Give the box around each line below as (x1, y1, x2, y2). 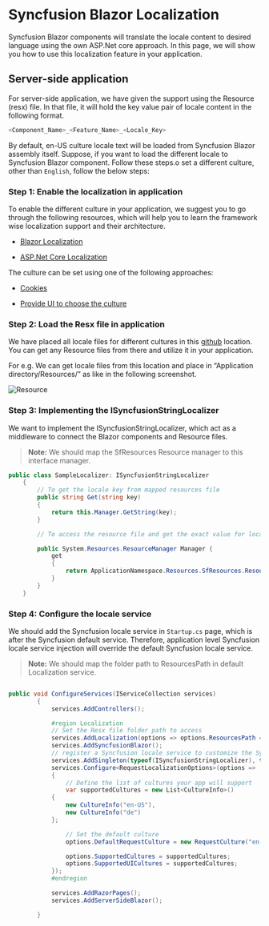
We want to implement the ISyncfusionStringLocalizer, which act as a (8, 423, 236, 433)
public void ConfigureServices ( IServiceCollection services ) (8, 690, 217, 698)
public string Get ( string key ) (37, 494, 142, 502)
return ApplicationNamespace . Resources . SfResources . (65, 567, 246, 575)
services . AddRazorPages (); (50, 889, 142, 897)
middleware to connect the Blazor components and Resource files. (8, 431, 228, 441)
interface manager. (27, 455, 90, 465)
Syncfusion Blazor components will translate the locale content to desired (8, 32, 251, 42)
